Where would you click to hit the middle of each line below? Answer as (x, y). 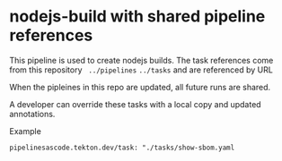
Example (26, 131)
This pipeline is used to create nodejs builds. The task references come (141, 60)
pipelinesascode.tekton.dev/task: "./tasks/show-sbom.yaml (122, 148)
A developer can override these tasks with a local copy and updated (136, 104)
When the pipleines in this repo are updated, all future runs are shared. (140, 87)
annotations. (32, 114)
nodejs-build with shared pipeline (137, 17)
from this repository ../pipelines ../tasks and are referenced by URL (141, 70)
